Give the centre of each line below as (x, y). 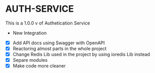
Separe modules (30, 60)
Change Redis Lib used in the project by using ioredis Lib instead (81, 55)
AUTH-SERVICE (40, 9)
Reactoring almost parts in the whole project (60, 48)
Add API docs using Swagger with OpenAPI (59, 43)
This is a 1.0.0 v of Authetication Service (48, 23)
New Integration (30, 33)
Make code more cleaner (39, 66)
